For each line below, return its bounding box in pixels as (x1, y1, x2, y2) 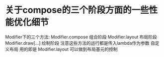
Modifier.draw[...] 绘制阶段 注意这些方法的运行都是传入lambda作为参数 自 (5, 40, 155, 46)
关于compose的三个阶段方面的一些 (5, 4, 149, 16)
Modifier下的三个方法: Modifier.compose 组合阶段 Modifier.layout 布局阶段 (5, 34, 158, 40)
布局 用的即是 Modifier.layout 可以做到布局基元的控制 (9, 46, 118, 52)
